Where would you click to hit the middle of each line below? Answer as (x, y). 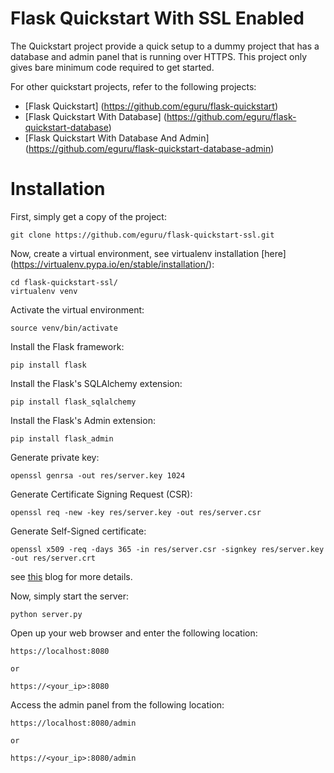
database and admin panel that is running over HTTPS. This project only (159, 56)
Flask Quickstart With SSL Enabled (157, 18)
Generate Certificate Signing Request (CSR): (101, 494)
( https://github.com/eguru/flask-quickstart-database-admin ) (149, 148)
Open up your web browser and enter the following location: (134, 633)
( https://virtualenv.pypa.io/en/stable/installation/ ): (112, 264)
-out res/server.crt (53, 558)
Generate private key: (55, 457)
